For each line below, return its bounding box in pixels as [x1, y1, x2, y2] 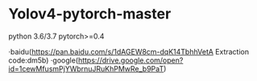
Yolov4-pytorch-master [8, 5, 172, 23]
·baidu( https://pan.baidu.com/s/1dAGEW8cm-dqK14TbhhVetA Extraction [8, 47, 250, 56]
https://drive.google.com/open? [77, 55, 184, 65]
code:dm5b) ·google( [8, 55, 79, 65]
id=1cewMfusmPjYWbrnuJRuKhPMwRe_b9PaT [8, 63, 164, 73]
